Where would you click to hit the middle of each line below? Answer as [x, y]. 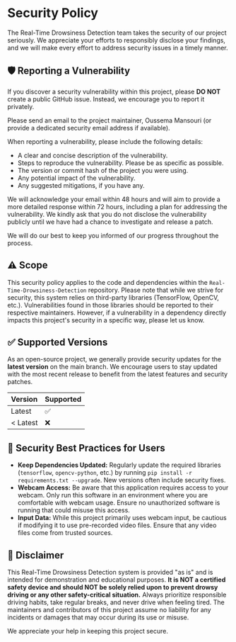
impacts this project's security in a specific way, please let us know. [106, 320]
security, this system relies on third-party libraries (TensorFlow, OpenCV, [113, 297]
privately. [21, 106]
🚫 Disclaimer [36, 555]
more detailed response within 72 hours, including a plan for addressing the [117, 206]
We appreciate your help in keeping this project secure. [88, 631]
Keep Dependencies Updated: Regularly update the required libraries [119, 465]
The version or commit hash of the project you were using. [103, 170]
